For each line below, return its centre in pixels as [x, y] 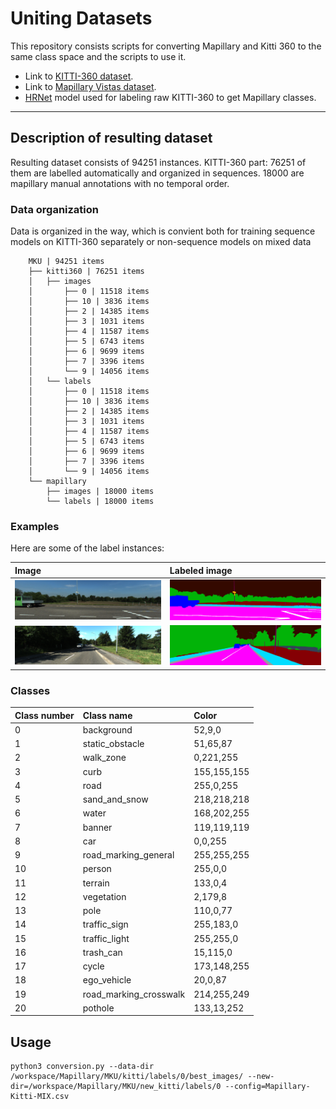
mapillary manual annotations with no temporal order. [120, 183]
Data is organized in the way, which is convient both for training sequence [163, 231]
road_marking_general [128, 855]
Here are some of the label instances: [87, 548]
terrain [96, 883]
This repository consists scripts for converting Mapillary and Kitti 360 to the [166, 46]
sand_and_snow [115, 799]
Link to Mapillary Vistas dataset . [90, 86]
